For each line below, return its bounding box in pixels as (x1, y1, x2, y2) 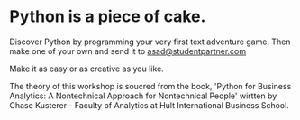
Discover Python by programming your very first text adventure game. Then (9, 36, 291, 47)
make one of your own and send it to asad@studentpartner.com (9, 45, 247, 56)
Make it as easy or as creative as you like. (9, 63, 164, 74)
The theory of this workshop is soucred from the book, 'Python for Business (9, 80, 292, 91)
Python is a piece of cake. (9, 6, 206, 27)
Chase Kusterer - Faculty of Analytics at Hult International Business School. (9, 99, 290, 110)
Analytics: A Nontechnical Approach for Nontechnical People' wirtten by (9, 90, 277, 101)
